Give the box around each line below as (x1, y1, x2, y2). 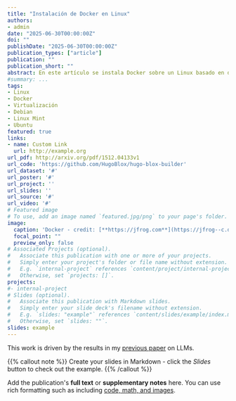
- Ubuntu (7, 121, 33, 129)
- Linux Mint (7, 115, 46, 122)
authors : (7, 17, 33, 24)
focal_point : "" (13, 233, 61, 240)
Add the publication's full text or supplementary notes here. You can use (7, 378, 221, 387)
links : (7, 134, 27, 141)
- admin (7, 23, 30, 30)
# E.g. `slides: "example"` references (7, 311, 131, 319)
